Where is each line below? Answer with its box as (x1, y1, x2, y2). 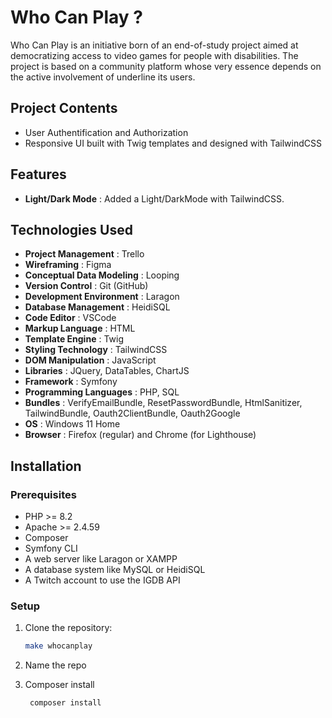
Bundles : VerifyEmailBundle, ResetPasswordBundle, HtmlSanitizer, (24, 397, 303, 409)
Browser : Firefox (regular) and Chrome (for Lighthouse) (24, 429, 257, 441)
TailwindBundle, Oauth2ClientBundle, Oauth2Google (24, 407, 241, 420)
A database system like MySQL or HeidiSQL (24, 564, 206, 576)
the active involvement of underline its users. (10, 71, 196, 83)
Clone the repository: (24, 622, 113, 634)
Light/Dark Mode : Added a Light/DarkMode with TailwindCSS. (24, 192, 285, 205)
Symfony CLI (24, 542, 78, 555)
